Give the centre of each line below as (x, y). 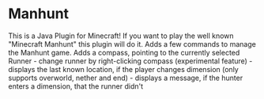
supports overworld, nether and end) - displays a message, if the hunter (126, 78)
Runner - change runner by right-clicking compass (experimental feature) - (130, 61)
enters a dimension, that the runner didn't (76, 86)
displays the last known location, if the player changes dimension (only (123, 69)
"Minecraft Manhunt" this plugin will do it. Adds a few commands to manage (132, 44)
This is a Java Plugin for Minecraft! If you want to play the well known (121, 36)
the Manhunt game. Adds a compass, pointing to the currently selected (124, 52)
